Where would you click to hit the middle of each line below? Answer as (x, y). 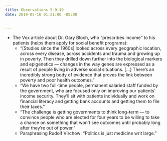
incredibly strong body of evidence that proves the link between (86, 74)
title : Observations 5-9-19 (35, 10)
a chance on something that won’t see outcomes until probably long (90, 122)
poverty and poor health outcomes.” (57, 80)
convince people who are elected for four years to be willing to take (90, 117)
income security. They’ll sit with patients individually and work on (87, 96)
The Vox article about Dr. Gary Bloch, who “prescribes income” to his (84, 37)
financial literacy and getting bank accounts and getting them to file (90, 101)
